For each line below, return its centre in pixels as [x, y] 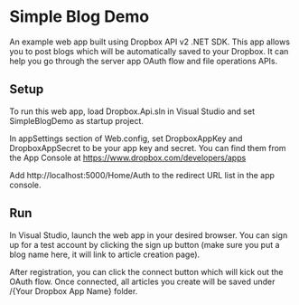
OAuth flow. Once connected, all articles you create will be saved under [142, 281]
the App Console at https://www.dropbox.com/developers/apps [128, 157]
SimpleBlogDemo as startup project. [77, 120]
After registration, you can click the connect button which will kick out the [146, 272]
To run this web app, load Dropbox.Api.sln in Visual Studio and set [132, 111]
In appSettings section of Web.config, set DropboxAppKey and [126, 138]
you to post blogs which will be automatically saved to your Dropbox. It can [149, 51]
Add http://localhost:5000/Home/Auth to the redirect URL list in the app [142, 175]
